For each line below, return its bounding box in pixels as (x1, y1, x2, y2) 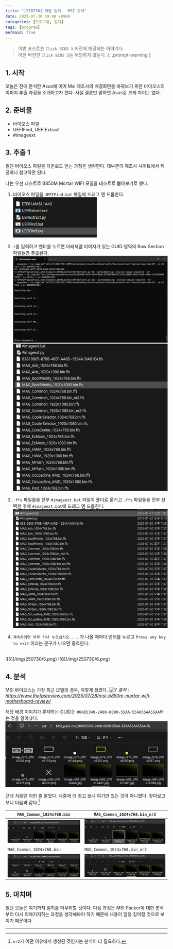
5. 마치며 (5, 890, 32, 899)
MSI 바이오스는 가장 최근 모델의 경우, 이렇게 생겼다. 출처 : (5, 687, 130, 693)
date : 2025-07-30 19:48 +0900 (5, 13, 71, 19)
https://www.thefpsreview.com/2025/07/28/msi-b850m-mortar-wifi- (5, 693, 151, 699)
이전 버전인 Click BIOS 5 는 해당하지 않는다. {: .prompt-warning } (18, 52, 151, 58)
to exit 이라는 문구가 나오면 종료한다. (12, 640, 90, 646)
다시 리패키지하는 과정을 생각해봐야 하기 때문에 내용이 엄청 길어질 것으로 (14, 911, 160, 918)
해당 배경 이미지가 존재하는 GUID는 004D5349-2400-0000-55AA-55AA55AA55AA (5, 709, 160, 715)
